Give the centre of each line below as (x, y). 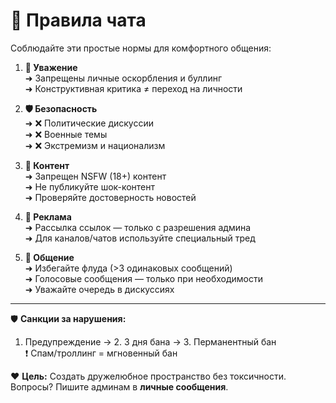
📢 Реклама (48, 216)
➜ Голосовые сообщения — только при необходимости (144, 278)
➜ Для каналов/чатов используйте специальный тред (140, 238)
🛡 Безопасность (61, 108)
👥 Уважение (51, 67)
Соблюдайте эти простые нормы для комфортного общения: (141, 48)
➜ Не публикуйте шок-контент (90, 186)
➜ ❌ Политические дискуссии (89, 123)
